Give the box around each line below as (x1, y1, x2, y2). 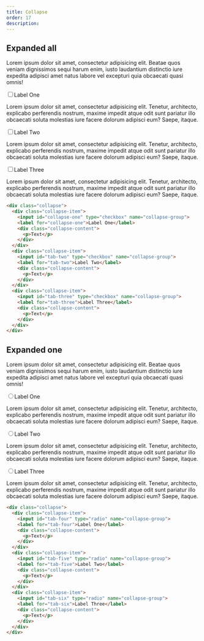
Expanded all (6, 43, 57, 53)
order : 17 (6, 15, 32, 21)
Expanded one (6, 345, 63, 355)
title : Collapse (6, 9, 48, 15)
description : (6, 20, 40, 26)
